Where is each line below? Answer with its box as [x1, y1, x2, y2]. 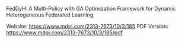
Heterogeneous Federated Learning [6, 11, 94, 18]
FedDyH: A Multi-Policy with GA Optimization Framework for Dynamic [6, 5, 176, 12]
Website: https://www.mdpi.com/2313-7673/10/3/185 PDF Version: [6, 23, 169, 30]
